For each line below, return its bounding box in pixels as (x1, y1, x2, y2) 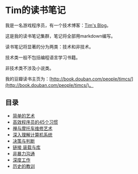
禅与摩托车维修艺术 (12, 125, 53, 131)
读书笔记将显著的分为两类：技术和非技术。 (5, 43, 94, 49)
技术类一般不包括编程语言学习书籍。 (5, 54, 81, 61)
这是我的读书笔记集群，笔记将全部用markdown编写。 (5, 33, 116, 39)
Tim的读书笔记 (5, 5, 66, 16)
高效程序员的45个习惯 (12, 119, 58, 125)
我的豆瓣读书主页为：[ (5, 76, 51, 82)
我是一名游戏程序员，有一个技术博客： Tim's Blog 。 (5, 22, 111, 28)
